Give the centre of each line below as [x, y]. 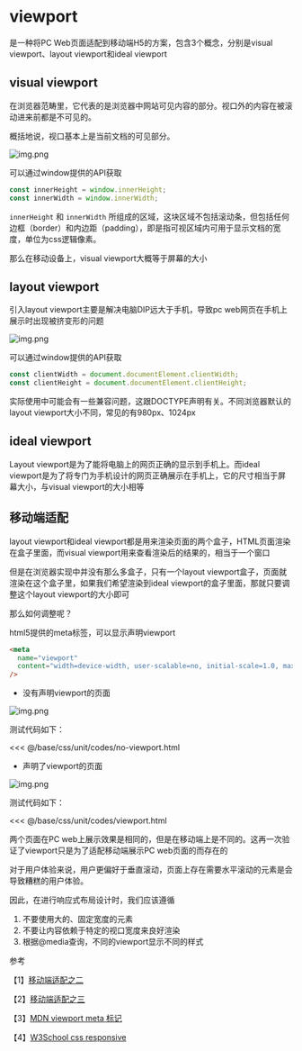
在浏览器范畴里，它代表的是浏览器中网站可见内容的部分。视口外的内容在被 [147, 105]
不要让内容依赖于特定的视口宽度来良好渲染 [101, 930]
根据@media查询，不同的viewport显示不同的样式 [113, 942]
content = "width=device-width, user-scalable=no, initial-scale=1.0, [148, 666]
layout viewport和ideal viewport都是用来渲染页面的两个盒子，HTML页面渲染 [150, 541]
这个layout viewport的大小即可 [73, 594]
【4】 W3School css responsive [68, 1037]
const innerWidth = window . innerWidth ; [84, 198]
